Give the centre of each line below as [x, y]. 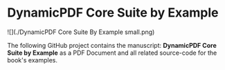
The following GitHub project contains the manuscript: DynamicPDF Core [112, 45]
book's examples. [32, 60]
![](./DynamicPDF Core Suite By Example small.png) [81, 32]
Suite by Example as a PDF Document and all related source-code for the [112, 53]
